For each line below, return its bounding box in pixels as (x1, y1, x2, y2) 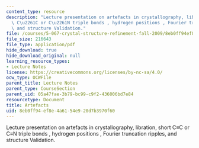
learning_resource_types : (6, 58, 70, 64)
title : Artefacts (6, 102, 49, 108)
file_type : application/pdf (6, 42, 76, 48)
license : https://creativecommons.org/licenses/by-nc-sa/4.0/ (6, 69, 163, 75)
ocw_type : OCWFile (6, 75, 52, 81)
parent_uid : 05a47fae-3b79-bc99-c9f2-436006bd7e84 (6, 91, 134, 97)
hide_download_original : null (6, 53, 81, 59)
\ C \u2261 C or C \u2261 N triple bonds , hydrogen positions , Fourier (11, 20, 187, 25)
